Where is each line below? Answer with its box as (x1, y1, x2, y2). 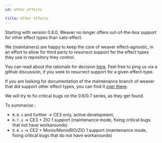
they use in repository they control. (5, 54, 75, 60)
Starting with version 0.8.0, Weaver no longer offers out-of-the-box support (5, 29, 157, 35)
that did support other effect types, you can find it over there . (5, 83, 128, 89)
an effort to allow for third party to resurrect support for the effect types (5, 49, 149, 55)
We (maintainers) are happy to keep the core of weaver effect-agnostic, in (5, 44, 154, 50)
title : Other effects (5, 16, 49, 21)
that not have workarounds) (12, 122, 68, 128)
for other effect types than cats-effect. (5, 35, 83, 40)
